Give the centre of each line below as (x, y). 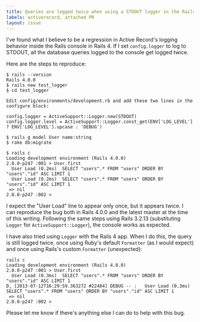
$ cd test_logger (28, 91)
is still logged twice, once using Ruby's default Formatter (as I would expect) (100, 243)
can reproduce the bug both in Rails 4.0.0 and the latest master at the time (97, 212)
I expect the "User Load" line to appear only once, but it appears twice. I (95, 206)
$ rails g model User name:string (49, 138)
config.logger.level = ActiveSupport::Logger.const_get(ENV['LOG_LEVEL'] (100, 122)
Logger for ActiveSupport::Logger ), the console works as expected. (89, 225)
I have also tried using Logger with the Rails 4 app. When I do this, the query (99, 237)
